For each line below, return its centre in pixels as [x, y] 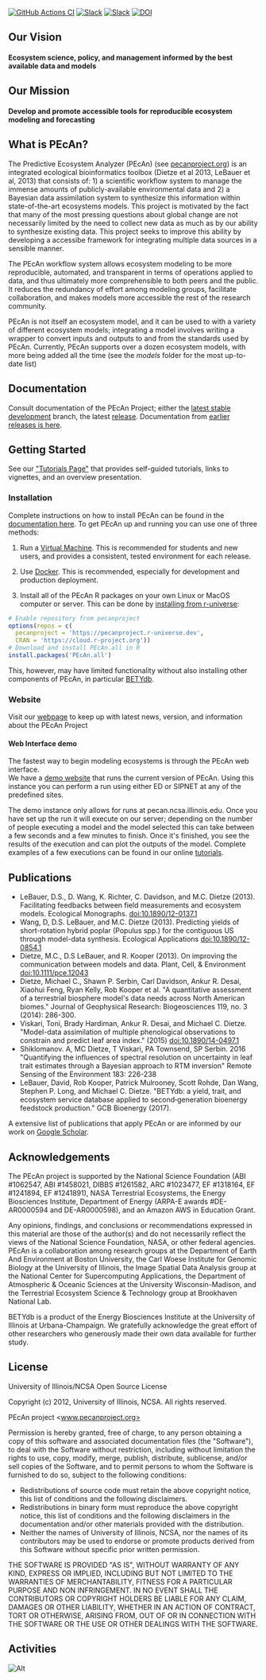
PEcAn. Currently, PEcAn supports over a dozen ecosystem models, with [127, 347]
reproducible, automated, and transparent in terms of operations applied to [131, 272]
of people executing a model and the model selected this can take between [131, 827]
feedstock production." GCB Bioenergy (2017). [96, 1108]
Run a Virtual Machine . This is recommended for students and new [129, 547]
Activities [33, 1649]
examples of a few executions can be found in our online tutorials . [116, 853]
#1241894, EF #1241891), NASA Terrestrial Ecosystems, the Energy [117, 1193]
